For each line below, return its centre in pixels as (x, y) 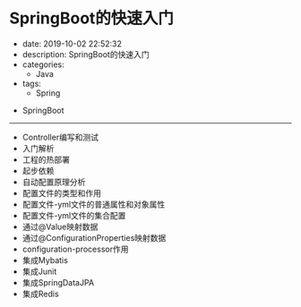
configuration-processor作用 (75, 249)
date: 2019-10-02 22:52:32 (72, 43)
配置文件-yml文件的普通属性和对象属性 (94, 204)
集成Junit (39, 271)
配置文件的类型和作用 (61, 192)
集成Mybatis (45, 260)
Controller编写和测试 (60, 137)
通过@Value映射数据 (60, 226)
